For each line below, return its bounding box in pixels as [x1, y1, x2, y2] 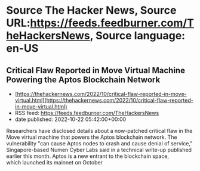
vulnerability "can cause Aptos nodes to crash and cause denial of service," [6, 140, 193, 147]
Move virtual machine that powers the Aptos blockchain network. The [6, 133, 177, 141]
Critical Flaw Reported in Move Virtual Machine [6, 65, 185, 75]
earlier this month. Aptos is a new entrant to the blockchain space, [6, 153, 169, 160]
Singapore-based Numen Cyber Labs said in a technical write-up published [6, 147, 192, 153]
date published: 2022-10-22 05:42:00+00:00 [14, 116, 127, 123]
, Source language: [90, 29, 186, 42]
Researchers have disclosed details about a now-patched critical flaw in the [6, 128, 193, 134]
